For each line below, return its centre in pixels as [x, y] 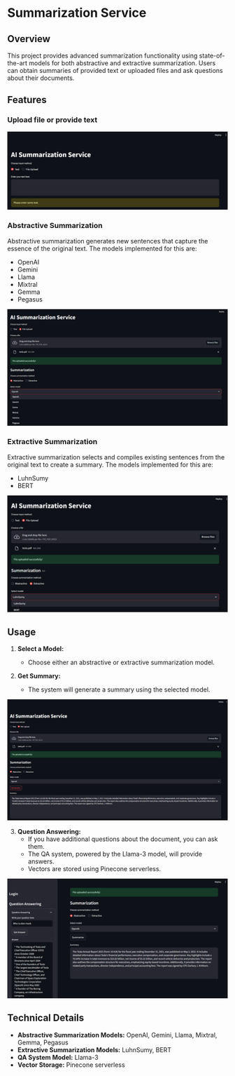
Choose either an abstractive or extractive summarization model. [121, 663]
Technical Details [46, 1018]
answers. [41, 861]
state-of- [212, 55]
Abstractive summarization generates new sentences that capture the [108, 241]
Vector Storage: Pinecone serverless [71, 1065]
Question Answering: [49, 832]
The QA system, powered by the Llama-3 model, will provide [115, 854]
